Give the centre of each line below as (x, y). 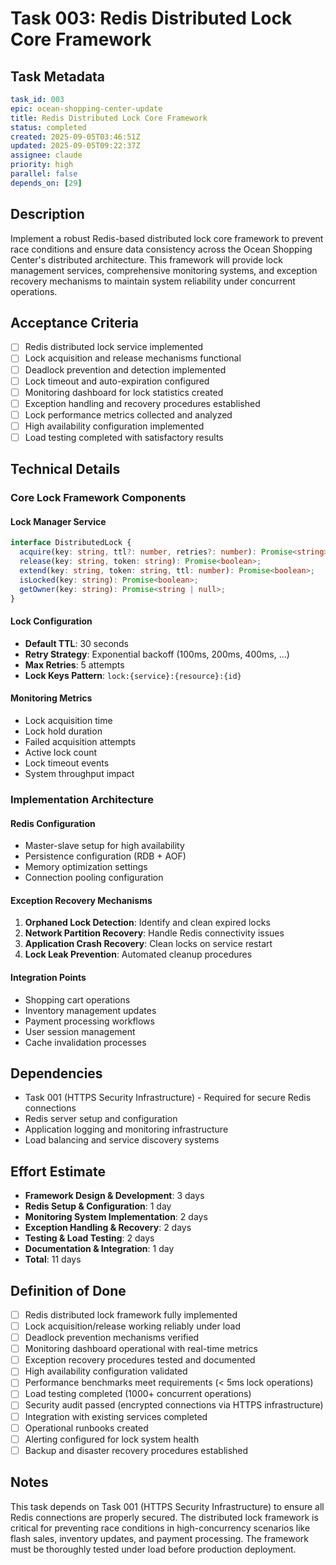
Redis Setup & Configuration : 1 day (98, 1206)
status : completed (48, 127)
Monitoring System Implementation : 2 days (116, 1217)
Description (47, 214)
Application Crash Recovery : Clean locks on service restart (148, 944)
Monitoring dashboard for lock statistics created (124, 392)
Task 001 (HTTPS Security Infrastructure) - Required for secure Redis (168, 1098)
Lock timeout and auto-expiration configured (117, 381)
